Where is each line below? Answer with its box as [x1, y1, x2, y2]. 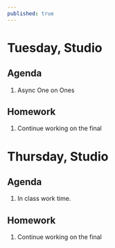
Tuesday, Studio [7, 39, 103, 55]
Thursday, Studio [7, 148, 109, 164]
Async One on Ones [17, 86, 75, 94]
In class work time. [17, 195, 71, 203]
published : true [7, 10, 54, 17]
